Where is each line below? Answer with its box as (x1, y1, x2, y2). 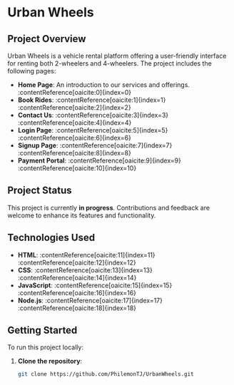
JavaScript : (17, 281, 54, 289)
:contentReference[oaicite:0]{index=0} (17, 88, 132, 96)
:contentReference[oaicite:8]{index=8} (17, 149, 132, 157)
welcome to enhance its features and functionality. (7, 211, 156, 220)
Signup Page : (17, 141, 58, 150)
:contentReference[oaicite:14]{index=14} (17, 273, 137, 282)
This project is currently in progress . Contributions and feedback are (7, 203, 210, 212)
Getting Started (7, 324, 78, 337)
